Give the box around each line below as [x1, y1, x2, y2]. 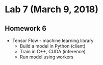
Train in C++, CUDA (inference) [19, 49, 86, 54]
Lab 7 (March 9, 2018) [5, 4, 99, 15]
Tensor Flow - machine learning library [12, 37, 94, 44]
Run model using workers [19, 54, 73, 60]
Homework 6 [5, 24, 47, 33]
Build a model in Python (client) [19, 43, 86, 49]
